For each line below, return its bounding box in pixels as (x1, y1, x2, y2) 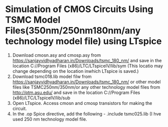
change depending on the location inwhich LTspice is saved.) (12, 68, 139, 74)
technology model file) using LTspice (5, 36, 162, 47)
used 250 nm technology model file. (12, 116, 87, 122)
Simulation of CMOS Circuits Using (5, 4, 153, 15)
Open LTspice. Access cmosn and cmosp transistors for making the (12, 100, 152, 106)
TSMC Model (5, 14, 61, 26)
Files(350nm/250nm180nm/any (5, 25, 141, 36)
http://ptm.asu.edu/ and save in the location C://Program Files (12, 89, 140, 95)
